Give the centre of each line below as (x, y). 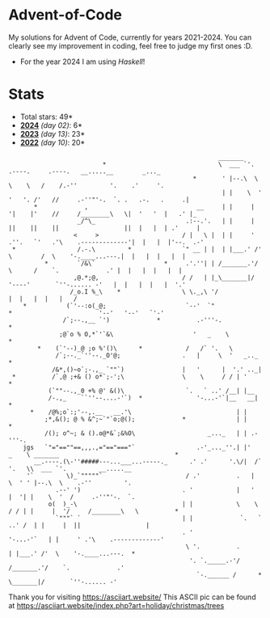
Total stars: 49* (46, 116)
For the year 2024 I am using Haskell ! (82, 61)
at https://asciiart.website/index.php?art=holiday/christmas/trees (116, 605)
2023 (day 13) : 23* (53, 133)
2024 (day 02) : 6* (51, 125)
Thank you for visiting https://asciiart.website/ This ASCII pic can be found (132, 597)
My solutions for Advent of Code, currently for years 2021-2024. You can (130, 37)
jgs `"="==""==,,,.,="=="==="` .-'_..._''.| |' (137, 447)
